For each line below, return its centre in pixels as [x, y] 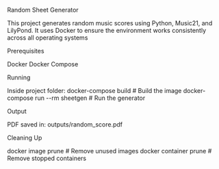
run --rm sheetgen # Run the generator [90, 98]
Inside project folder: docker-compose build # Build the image [94, 91]
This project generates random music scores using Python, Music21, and [110, 23]
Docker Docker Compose [43, 64]
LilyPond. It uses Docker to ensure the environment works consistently [107, 30]
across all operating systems [48, 38]
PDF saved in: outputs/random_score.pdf [65, 125]
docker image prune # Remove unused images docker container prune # [109, 151]
